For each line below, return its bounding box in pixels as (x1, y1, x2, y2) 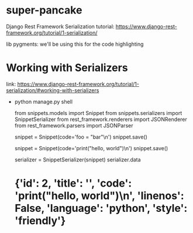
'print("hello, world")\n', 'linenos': (14, 189, 184, 202)
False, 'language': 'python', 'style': (14, 202, 188, 215)
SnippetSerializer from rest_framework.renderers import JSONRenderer (14, 116, 187, 123)
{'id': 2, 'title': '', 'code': (14, 177, 132, 190)
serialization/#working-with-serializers (6, 86, 99, 94)
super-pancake (6, 4, 82, 17)
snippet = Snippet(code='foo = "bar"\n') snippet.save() (14, 133, 148, 140)
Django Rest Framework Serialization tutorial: (6, 23, 115, 30)
